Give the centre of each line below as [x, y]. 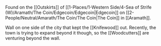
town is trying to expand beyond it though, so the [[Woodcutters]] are [77, 33]
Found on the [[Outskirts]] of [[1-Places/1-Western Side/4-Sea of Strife [78, 7]
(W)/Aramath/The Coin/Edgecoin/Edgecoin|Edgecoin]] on [65, 12]
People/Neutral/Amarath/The [35, 18]
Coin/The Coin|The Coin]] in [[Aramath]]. [108, 18]
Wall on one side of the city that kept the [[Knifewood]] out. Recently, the [81, 27]
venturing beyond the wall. [33, 38]
